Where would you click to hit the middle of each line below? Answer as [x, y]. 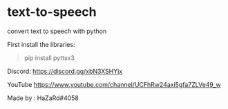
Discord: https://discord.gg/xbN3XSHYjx [65, 71]
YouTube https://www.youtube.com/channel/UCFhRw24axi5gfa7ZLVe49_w [114, 84]
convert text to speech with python [57, 31]
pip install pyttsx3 [49, 58]
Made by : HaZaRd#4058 [43, 98]
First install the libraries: [41, 44]
